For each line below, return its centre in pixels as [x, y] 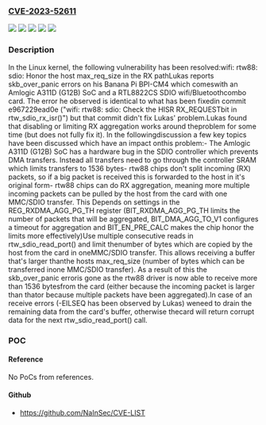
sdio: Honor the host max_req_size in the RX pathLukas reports [111, 75]
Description [31, 50]
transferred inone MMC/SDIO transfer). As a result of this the [108, 269]
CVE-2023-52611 [42, 11]
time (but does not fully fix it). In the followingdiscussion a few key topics [128, 134]
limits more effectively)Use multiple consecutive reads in [101, 235]
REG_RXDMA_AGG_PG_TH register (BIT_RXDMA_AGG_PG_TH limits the [124, 210]
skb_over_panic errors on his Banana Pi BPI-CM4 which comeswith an [123, 84]
